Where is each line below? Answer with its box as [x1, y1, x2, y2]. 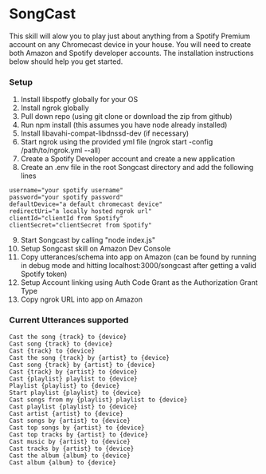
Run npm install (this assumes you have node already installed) [20, 120, 228, 130]
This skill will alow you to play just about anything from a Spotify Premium [9, 31, 251, 41]
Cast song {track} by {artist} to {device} [9, 361, 156, 369]
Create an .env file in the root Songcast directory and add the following [20, 163, 254, 172]
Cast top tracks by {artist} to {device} [9, 430, 149, 439]
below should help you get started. [9, 57, 123, 66]
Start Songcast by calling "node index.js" [20, 235, 156, 245]
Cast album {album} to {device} [9, 458, 116, 467]
